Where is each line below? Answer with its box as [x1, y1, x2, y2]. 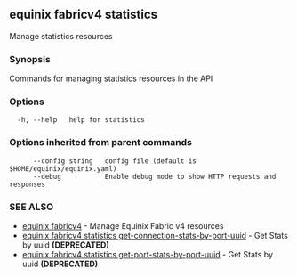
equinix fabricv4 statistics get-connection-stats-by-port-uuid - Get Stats [21, 231, 289, 240]
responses [9, 180, 46, 189]
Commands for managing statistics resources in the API [9, 73, 213, 84]
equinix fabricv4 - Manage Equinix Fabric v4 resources [21, 221, 224, 231]
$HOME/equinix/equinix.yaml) [9, 164, 117, 173]
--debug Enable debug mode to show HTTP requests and [32, 172, 277, 181]
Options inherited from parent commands [9, 136, 193, 149]
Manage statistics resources [9, 30, 113, 41]
